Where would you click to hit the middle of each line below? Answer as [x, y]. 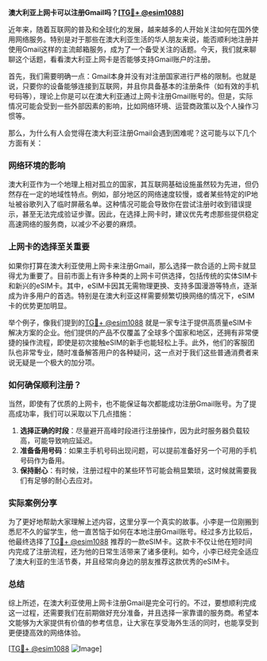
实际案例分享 [33, 503]
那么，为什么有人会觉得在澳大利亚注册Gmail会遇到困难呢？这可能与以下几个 [132, 133]
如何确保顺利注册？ [45, 385]
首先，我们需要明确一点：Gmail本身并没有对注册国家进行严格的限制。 [122, 76]
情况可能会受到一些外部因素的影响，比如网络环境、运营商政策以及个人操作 [130, 106]
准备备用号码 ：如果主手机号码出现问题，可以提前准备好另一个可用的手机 [138, 450]
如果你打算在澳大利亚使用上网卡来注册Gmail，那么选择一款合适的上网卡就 [129, 265]
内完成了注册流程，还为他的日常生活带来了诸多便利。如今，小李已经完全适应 [133, 552]
